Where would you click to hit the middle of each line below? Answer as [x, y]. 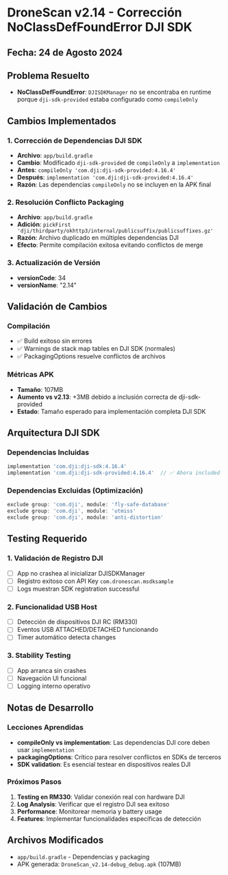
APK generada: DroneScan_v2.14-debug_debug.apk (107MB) [99, 864]
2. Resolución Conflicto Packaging [66, 202]
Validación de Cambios [57, 307]
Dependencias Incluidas [48, 452]
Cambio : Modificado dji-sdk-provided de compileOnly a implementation [118, 163]
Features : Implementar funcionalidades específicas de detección [109, 818]
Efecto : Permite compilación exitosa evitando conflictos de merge [110, 245]
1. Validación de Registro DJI [55, 558]
